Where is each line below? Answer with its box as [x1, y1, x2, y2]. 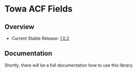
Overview [4, 23, 35, 31]
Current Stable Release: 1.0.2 [11, 35, 69, 41]
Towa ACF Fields [4, 3, 73, 15]
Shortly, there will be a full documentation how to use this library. [4, 62, 134, 68]
